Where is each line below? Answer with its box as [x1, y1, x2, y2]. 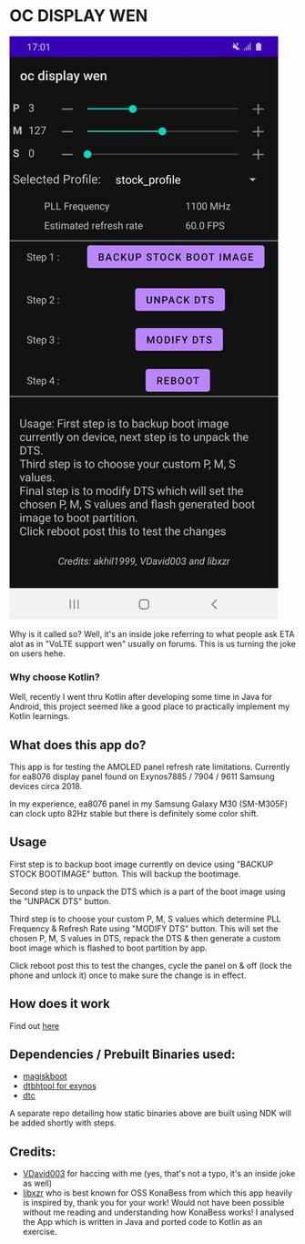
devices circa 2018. [9, 781, 83, 792]
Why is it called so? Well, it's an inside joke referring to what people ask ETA [9, 628, 295, 639]
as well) [22, 1177, 53, 1189]
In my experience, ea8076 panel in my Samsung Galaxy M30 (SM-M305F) [9, 798, 289, 809]
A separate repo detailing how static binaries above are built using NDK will [9, 1108, 291, 1119]
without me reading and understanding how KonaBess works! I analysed [22, 1207, 294, 1218]
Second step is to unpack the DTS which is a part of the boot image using [9, 886, 286, 897]
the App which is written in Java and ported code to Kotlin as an [22, 1217, 263, 1228]
